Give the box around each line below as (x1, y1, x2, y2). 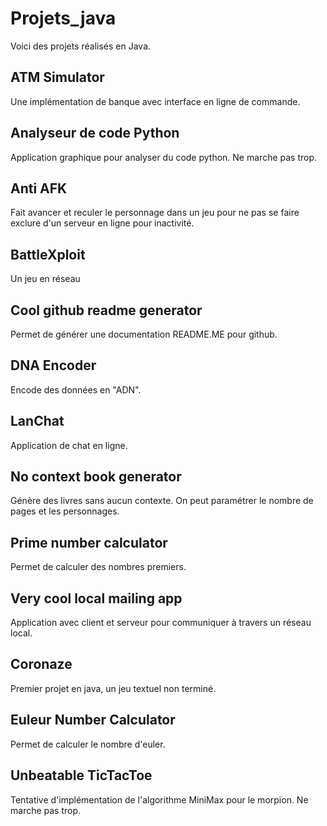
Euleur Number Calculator (10, 712, 176, 729)
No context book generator (10, 468, 182, 486)
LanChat (10, 413, 65, 430)
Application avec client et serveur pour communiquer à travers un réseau (10, 617, 312, 629)
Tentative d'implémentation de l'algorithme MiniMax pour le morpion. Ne (10, 793, 309, 806)
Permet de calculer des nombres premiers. (10, 561, 187, 573)
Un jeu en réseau (10, 273, 81, 285)
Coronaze (10, 656, 73, 673)
